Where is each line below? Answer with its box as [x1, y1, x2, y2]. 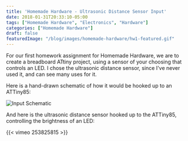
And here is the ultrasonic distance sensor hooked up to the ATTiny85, [6, 111, 177, 118]
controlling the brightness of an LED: [6, 117, 95, 124]
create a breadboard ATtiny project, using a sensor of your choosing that [6, 58, 182, 65]
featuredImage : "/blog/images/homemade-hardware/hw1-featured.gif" [6, 36, 175, 42]
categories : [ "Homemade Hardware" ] [6, 25, 93, 31]
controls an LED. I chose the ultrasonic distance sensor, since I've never [6, 65, 180, 71]
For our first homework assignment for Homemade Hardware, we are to [6, 52, 179, 59]
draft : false [6, 31, 38, 36]
